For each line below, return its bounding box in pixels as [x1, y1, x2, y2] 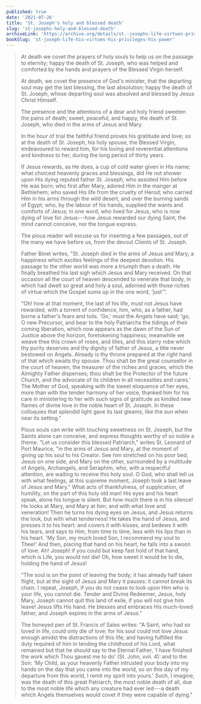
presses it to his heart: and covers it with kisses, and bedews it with [20, 522, 188, 528]
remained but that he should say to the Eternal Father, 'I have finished [20, 646, 193, 654]
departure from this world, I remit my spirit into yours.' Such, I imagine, [20, 672, 195, 679]
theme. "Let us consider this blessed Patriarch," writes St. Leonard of [20, 439, 191, 446]
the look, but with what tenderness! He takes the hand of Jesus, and [20, 515, 190, 522]
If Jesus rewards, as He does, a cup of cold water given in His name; [20, 163, 191, 170]
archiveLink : [6, 31, 39, 37]
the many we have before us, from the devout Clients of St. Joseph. [20, 238, 188, 246]
